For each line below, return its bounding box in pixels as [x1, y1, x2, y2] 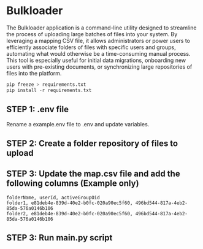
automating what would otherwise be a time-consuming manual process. [6, 50, 191, 57]
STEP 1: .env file [6, 104, 69, 115]
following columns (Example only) [6, 178, 139, 189]
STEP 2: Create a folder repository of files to [6, 138, 178, 148]
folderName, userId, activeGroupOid [6, 194, 100, 201]
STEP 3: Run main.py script [6, 232, 113, 243]
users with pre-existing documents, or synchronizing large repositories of [6, 63, 193, 71]
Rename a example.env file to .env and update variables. [6, 120, 150, 128]
